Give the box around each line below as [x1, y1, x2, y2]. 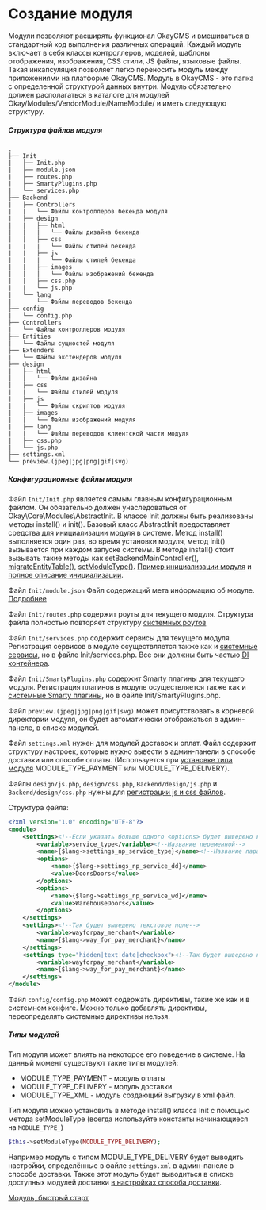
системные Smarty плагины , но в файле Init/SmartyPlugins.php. [8, 690, 222, 700]
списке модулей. [42, 723, 100, 732]
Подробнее [8, 593, 47, 603]
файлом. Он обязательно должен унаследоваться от [8, 502, 188, 512]
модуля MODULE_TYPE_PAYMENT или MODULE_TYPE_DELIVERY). [8, 763, 230, 773]
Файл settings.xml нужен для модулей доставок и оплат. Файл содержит [8, 738, 256, 747]
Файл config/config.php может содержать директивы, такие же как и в [8, 995, 250, 1004]
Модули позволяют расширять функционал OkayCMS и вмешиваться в [8, 31, 249, 40]
